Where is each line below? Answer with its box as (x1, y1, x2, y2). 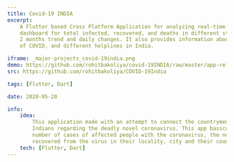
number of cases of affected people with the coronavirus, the (32, 131, 219, 138)
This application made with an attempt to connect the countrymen (32, 119, 229, 126)
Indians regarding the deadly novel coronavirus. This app (32, 125, 208, 132)
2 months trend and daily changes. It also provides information (19, 36, 214, 43)
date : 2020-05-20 (7, 93, 58, 100)
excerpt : (7, 17, 33, 24)
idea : (19, 112, 36, 119)
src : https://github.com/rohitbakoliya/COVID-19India (7, 67, 167, 75)
